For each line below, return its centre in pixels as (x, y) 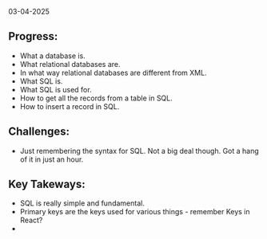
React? (31, 220)
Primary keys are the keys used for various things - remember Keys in (135, 212)
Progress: (33, 36)
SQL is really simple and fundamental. (82, 203)
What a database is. (52, 56)
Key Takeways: (47, 184)
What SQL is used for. (56, 89)
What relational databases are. (70, 64)
